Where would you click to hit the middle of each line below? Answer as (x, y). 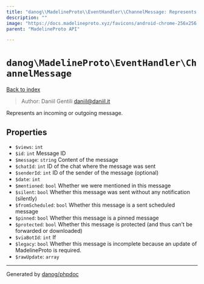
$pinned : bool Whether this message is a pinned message (87, 218)
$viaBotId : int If (36, 237)
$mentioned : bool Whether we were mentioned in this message (93, 185)
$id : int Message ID (40, 153)
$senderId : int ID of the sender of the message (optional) (87, 173)
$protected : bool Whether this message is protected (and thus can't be (104, 224)
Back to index (23, 89)
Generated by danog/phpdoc (42, 274)
